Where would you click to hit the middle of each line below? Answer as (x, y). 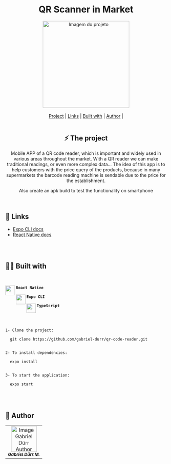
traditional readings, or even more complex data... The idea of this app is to (86, 164)
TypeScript (48, 306)
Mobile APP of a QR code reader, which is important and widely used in (86, 153)
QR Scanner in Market (86, 10)
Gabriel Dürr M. (24, 454)
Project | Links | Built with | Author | (86, 116)
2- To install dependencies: (36, 353)
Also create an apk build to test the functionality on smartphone (86, 190)
